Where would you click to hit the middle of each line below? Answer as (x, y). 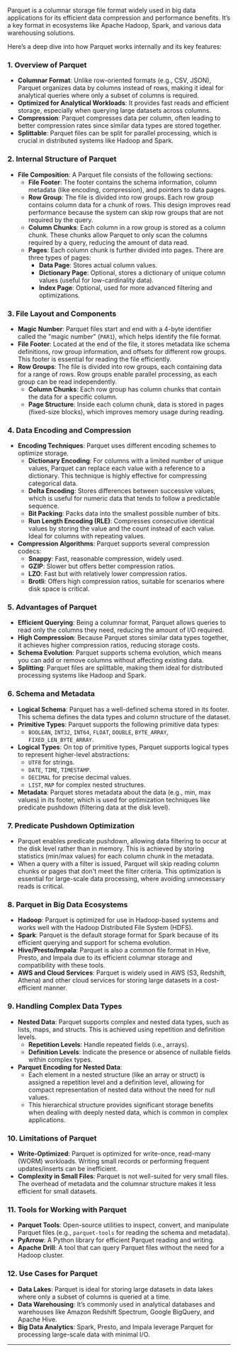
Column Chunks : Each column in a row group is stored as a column (127, 227)
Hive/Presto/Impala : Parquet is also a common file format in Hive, (114, 951)
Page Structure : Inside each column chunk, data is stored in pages (126, 404)
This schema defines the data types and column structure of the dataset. (124, 716)
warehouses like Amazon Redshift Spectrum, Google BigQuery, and (116, 1312)
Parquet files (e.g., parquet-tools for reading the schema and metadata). (124, 1233)
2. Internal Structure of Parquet (62, 159)
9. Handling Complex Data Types (65, 1007)
